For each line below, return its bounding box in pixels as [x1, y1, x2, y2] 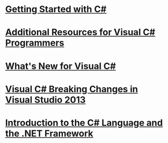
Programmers [5, 37, 64, 49]
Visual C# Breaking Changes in [5, 83, 138, 95]
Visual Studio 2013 [5, 94, 86, 105]
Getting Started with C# [5, 4, 107, 15]
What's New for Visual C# [5, 60, 116, 71]
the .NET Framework [5, 127, 94, 139]
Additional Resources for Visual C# [5, 27, 155, 38]
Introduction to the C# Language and [5, 117, 163, 128]
